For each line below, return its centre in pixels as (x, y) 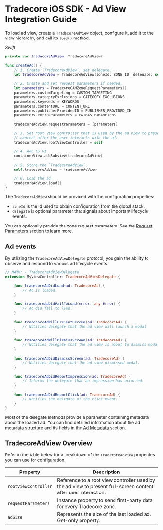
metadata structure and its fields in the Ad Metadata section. (65, 428)
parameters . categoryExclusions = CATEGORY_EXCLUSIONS (69, 97)
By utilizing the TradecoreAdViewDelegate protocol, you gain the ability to (77, 258)
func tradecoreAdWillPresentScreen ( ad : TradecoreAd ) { (70, 322)
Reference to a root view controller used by (106, 480)
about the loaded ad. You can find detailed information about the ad (73, 423)
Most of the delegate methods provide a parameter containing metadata (77, 417)
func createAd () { (24, 65)
